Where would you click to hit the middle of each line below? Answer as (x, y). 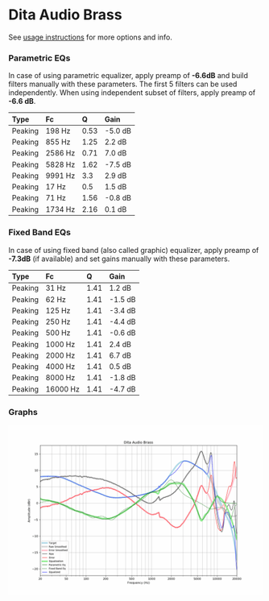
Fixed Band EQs (39, 233)
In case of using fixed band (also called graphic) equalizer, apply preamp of (134, 250)
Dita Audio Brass (65, 15)
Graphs (23, 412)
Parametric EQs (39, 58)
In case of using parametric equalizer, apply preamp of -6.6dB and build (128, 76)
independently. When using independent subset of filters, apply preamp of (132, 93)
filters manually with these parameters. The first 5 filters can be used (123, 84)
